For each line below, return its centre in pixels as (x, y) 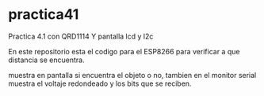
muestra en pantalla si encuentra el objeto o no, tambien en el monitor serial (132, 75)
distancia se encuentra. (46, 60)
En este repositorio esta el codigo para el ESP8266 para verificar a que (124, 51)
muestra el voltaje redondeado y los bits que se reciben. (100, 83)
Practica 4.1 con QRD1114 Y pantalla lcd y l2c (81, 36)
